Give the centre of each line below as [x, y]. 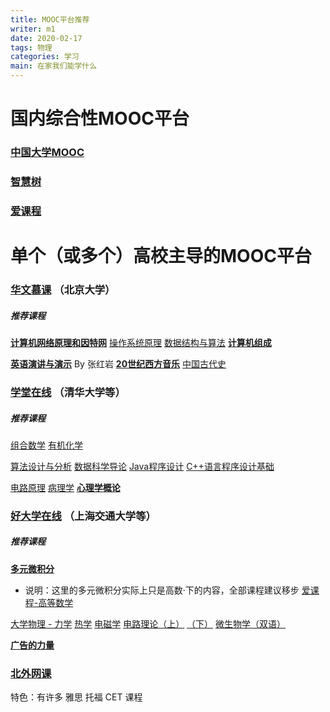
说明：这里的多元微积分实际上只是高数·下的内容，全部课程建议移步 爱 [167, 590]
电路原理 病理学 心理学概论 [65, 487]
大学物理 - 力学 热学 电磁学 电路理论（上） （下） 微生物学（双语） [148, 623]
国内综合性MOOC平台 [100, 118]
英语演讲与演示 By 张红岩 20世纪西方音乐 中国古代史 [118, 364]
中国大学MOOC [47, 153]
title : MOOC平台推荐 [50, 19]
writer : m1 [33, 29]
